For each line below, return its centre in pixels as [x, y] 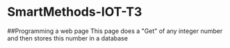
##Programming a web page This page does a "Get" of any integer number [115, 31]
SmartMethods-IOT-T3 [75, 12]
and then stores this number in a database [68, 38]
